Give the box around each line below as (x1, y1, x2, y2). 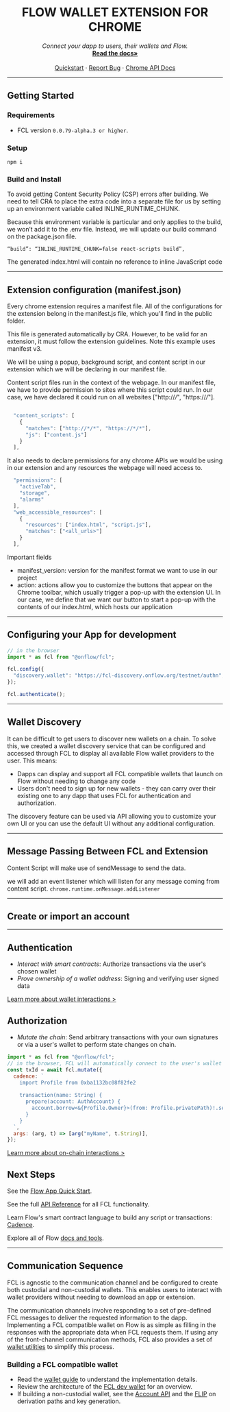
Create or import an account (7, 911, 130, 922)
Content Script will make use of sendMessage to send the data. (7, 864, 186, 872)
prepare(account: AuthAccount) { (25, 1098, 121, 1105)
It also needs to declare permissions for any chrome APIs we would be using (7, 456, 223, 465)
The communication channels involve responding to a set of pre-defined (7, 1306, 212, 1314)
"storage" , (19, 490, 51, 497)
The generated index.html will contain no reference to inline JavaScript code (7, 258, 222, 266)
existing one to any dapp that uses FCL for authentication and (16, 791, 192, 800)
